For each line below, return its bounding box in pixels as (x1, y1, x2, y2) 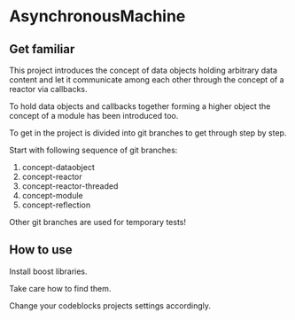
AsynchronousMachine (9, 6, 186, 27)
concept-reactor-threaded (21, 181, 119, 191)
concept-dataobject (21, 162, 95, 172)
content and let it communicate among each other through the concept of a (9, 74, 285, 85)
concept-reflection (21, 199, 91, 210)
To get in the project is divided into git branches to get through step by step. (9, 128, 287, 138)
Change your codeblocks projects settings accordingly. (9, 300, 211, 311)
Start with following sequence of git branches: (9, 144, 178, 155)
